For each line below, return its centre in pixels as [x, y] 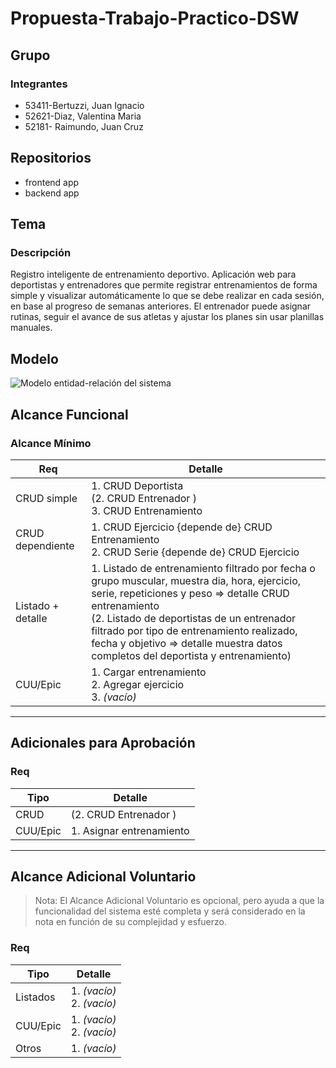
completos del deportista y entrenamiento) [191, 655]
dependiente [45, 545]
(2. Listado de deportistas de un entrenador [194, 618]
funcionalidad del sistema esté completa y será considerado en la [170, 911]
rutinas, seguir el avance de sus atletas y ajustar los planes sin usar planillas [167, 317]
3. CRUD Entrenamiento [147, 510]
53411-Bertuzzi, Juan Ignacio [84, 105]
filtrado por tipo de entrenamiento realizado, [194, 630]
